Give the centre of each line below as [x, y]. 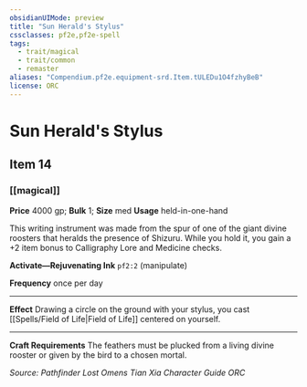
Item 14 [31, 165]
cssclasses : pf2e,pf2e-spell [65, 35]
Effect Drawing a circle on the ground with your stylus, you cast [130, 309]
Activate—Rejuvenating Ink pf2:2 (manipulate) [99, 265]
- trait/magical [48, 52]
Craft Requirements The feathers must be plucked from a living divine [142, 345]
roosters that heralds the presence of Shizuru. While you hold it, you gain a [150, 237]
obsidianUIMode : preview [57, 18]
